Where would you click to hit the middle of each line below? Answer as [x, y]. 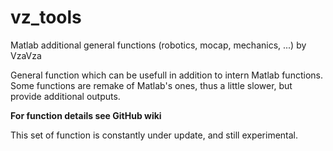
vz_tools [46, 17]
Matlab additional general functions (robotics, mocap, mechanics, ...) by [158, 45]
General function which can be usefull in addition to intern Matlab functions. [166, 75]
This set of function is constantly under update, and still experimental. [154, 135]
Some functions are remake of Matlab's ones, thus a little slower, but [151, 85]
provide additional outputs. [65, 96]
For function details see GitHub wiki [86, 115]
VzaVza [26, 55]
